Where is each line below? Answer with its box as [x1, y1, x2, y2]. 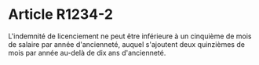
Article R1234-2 [8, 5, 114, 23]
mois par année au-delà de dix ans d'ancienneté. [8, 48, 166, 57]
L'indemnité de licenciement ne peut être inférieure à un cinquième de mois [8, 31, 252, 41]
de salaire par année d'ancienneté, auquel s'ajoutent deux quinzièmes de [8, 39, 246, 49]
